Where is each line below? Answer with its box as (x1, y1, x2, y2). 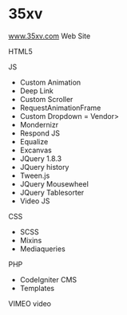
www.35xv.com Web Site (8, 31, 91, 41)
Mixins (19, 235, 42, 245)
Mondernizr (19, 120, 58, 129)
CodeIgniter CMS (19, 274, 77, 284)
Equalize (19, 136, 49, 146)
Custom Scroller (19, 94, 73, 104)
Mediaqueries (19, 244, 65, 254)
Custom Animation (19, 77, 81, 87)
